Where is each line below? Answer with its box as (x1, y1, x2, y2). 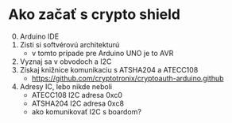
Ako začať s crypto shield (8, 6, 181, 24)
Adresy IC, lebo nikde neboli (19, 81, 113, 91)
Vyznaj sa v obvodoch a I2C (19, 57, 112, 66)
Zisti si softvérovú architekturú (19, 39, 120, 49)
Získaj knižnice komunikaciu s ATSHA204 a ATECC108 (19, 65, 199, 74)
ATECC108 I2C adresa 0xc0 (31, 90, 123, 99)
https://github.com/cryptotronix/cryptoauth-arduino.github (31, 73, 224, 83)
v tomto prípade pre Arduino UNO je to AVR (31, 48, 174, 58)
